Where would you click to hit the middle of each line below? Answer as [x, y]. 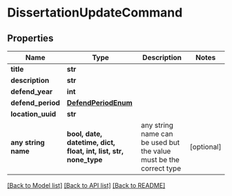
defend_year [32, 91]
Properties [30, 38]
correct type [161, 168]
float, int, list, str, [95, 151]
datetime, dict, [91, 143]
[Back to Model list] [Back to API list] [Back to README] [86, 185]
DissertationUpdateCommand [95, 13]
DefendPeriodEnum [99, 103]
